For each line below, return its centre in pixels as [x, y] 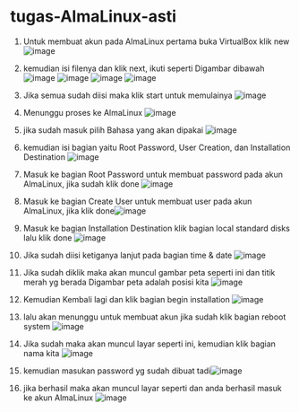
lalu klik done [47, 237]
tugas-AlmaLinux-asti [94, 17]
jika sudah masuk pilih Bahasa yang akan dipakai [113, 130]
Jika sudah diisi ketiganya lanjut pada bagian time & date [128, 255]
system [37, 326]
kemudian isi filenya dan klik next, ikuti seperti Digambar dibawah [144, 68]
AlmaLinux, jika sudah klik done [81, 184]
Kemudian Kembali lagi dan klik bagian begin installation [127, 299]
